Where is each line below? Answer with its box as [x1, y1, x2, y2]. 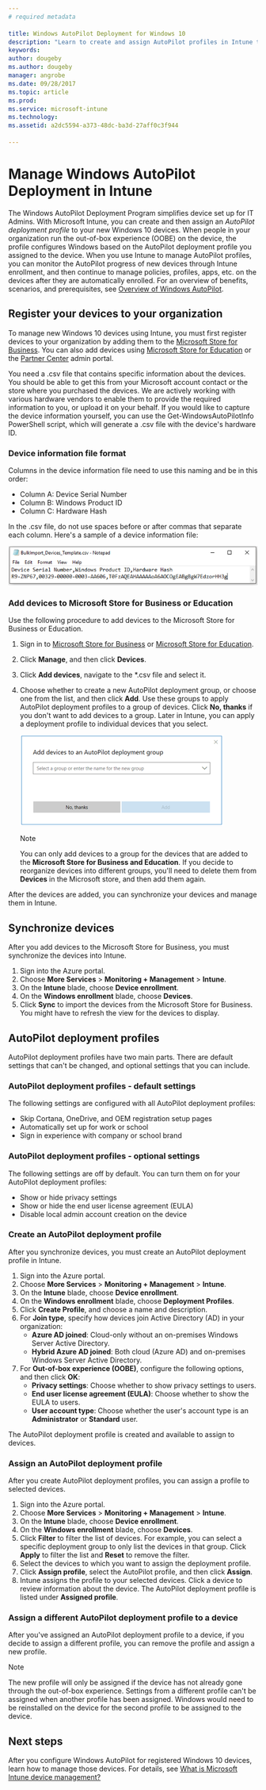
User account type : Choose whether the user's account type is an [31, 1405, 249, 1415]
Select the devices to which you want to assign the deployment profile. [19, 1559, 252, 1569]
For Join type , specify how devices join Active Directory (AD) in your [19, 1313, 245, 1323]
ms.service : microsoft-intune [8, 105, 108, 113]
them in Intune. [8, 898, 58, 908]
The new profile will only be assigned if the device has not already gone [8, 1678, 243, 1688]
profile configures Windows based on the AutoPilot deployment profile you [8, 242, 252, 252]
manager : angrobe [8, 71, 66, 79]
